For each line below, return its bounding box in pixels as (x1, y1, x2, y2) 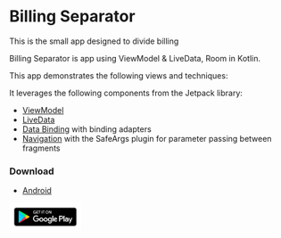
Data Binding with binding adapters (21, 123, 152, 135)
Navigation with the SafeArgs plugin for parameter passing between (21, 133, 272, 144)
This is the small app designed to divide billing (9, 36, 179, 46)
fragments (21, 143, 61, 153)
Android (21, 185, 52, 196)
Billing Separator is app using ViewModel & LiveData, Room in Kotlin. (9, 53, 261, 63)
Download (9, 165, 55, 177)
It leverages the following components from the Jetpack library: (9, 87, 244, 98)
